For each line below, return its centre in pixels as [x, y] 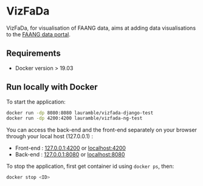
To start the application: [36, 102]
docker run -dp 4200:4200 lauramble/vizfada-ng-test [74, 118]
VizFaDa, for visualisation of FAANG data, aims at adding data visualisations [101, 28]
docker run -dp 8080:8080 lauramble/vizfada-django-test [80, 113]
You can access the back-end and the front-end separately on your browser [102, 130]
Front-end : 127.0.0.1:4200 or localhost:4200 [71, 148]
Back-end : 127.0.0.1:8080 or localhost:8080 [70, 154]
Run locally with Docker [52, 87]
